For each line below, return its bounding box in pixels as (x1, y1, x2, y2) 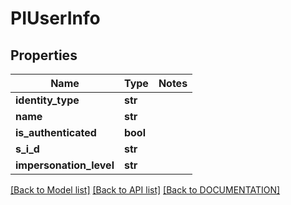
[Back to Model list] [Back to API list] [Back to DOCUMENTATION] (10, 184, 281, 196)
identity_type (15, 93, 80, 107)
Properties (10, 47, 78, 64)
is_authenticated (15, 126, 97, 139)
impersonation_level (15, 158, 115, 172)
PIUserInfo (10, 7, 101, 30)
